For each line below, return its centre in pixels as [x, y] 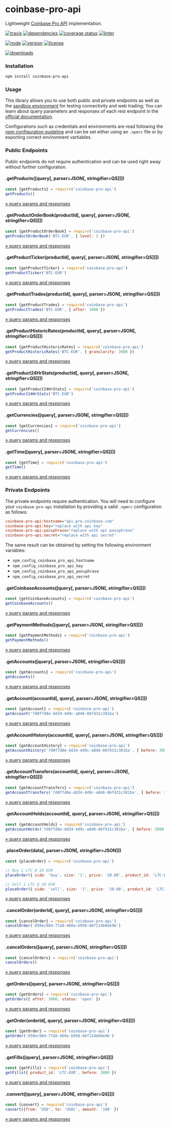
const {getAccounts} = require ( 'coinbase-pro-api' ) [61, 672]
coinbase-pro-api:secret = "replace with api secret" [61, 535]
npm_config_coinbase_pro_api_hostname [53, 561]
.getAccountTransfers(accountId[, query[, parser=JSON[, [68, 772]
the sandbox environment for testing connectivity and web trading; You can [84, 106]
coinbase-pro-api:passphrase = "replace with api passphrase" [70, 531]
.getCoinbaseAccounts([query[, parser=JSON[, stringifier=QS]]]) [76, 588]
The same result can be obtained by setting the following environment [78, 545]
